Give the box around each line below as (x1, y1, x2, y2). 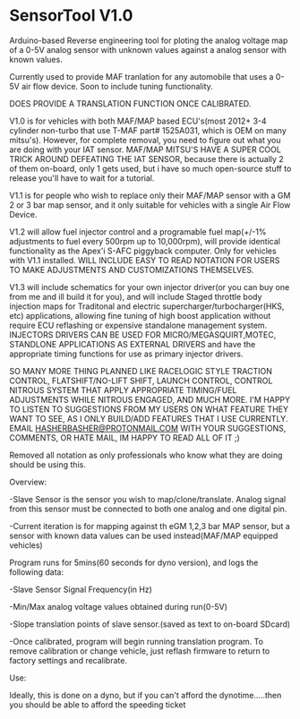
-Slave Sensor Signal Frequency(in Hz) (9, 584, 152, 595)
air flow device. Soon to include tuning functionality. (21, 81, 213, 91)
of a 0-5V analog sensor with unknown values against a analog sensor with (9, 44, 287, 55)
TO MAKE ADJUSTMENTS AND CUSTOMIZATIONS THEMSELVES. (9, 264, 254, 275)
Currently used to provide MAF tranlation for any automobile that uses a (9, 71, 274, 81)
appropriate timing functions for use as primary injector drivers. (9, 348, 244, 359)
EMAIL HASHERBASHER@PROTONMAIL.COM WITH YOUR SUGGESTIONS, (9, 423, 287, 433)
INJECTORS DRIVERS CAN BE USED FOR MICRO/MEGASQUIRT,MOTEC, (9, 329, 277, 340)
